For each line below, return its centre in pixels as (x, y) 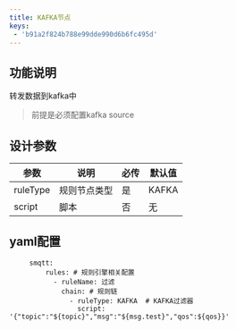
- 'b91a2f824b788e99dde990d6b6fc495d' (85, 34)
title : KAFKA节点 (40, 17)
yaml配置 (35, 242)
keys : (19, 26)
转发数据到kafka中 (43, 96)
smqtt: (41, 263)
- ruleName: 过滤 (84, 282)
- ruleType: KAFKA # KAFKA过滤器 (131, 300)
